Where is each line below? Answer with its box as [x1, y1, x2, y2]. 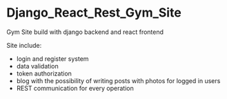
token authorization [16, 69, 72, 78]
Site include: [6, 41, 42, 49]
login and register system [16, 54, 89, 63]
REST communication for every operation [16, 84, 134, 92]
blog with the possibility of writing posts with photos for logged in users [16, 76, 221, 84]
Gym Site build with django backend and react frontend [6, 28, 164, 36]
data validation [16, 62, 59, 70]
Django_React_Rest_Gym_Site [6, 5, 182, 21]
